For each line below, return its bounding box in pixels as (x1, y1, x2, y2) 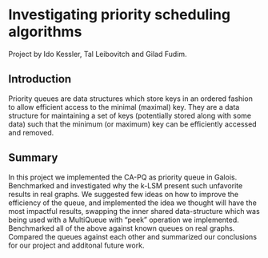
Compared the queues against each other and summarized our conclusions (8, 232, 258, 241)
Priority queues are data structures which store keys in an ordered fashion (8, 94, 254, 103)
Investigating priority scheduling (8, 6, 230, 24)
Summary (8, 151, 58, 165)
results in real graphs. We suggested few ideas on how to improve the (8, 189, 238, 199)
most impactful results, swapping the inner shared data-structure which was (8, 206, 260, 216)
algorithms (8, 22, 82, 41)
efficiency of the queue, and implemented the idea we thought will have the (8, 198, 258, 208)
